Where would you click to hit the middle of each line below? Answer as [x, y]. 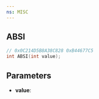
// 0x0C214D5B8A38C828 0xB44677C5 [50, 51]
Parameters [29, 75]
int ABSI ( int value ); [34, 57]
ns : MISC [17, 12]
